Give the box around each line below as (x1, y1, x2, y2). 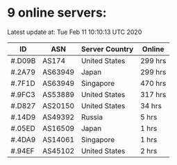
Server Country (81, 44, 134, 53)
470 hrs (140, 78, 167, 88)
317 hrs (140, 89, 167, 99)
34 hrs (140, 101, 162, 110)
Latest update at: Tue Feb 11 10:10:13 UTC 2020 (7, 28, 142, 36)
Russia (81, 112, 103, 122)
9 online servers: (7, 5, 107, 21)
